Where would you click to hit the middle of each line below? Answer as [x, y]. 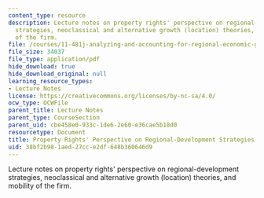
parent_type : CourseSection [54, 118]
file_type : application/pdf [54, 60]
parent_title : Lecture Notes [56, 111]
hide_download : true [42, 67]
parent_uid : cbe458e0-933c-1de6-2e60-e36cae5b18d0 [93, 125]
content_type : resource [47, 15]
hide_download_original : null [58, 74]
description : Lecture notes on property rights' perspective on [115, 23]
